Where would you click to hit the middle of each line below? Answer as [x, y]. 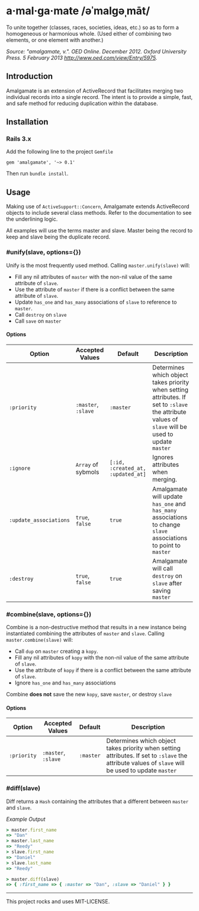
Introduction [30, 76]
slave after [167, 583]
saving [161, 590]
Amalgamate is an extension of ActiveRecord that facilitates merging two [95, 91]
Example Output [26, 819]
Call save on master [38, 321]
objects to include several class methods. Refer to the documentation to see [99, 213]
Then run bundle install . [37, 174]
